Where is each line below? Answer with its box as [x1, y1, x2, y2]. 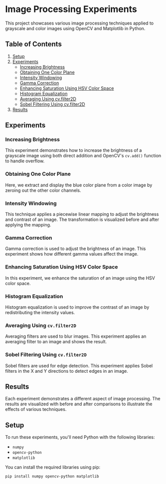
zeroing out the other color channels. [5, 187, 81, 193]
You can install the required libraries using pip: [5, 464, 101, 470]
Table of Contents [5, 40, 62, 49]
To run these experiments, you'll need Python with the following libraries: [5, 434, 156, 440]
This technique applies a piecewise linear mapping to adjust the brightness [5, 211, 159, 217]
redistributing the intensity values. [5, 309, 75, 315]
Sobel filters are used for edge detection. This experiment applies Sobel [5, 362, 153, 369]
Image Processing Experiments [5, 4, 137, 15]
